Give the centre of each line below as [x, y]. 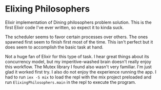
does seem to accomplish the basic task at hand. [54, 47]
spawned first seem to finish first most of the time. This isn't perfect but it [79, 42]
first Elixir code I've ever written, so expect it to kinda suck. [64, 27]
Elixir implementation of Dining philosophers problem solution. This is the [79, 22]
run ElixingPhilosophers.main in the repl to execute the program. [71, 82]
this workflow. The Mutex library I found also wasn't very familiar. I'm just [79, 67]
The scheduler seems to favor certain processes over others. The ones [76, 37]
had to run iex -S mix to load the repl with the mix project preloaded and [78, 77]
